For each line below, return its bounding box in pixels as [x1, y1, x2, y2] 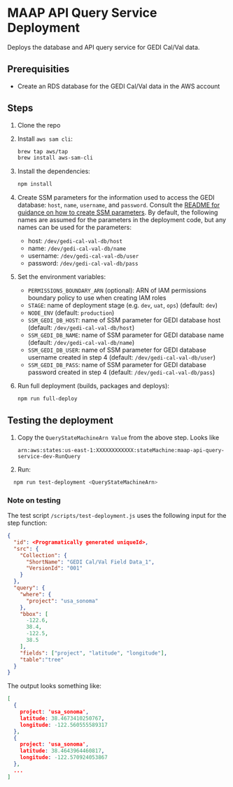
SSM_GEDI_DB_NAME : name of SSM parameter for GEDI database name [27, 331, 225, 339]
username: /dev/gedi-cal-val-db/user [27, 252, 139, 260]
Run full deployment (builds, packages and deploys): [17, 382, 170, 390]
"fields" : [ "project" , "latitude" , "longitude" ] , [20, 650, 168, 657]
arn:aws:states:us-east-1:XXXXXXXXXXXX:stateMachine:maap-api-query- [17, 446, 225, 453]
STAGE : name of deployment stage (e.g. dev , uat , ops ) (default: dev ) [27, 301, 218, 310]
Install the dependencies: [17, 167, 91, 176]
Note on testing [7, 495, 61, 505]
